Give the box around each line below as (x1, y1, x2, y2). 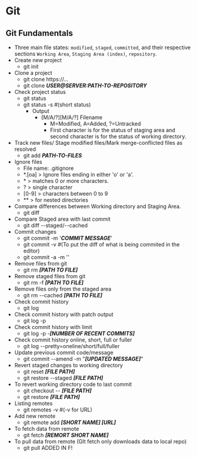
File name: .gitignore (23, 164, 74, 172)
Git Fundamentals (5, 28, 73, 38)
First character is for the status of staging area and (50, 127, 175, 133)
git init (23, 63, 39, 70)
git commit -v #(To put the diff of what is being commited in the (23, 241, 180, 248)
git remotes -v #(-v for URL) (23, 406, 93, 413)
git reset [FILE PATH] (23, 368, 75, 375)
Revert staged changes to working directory (14, 362, 123, 368)
